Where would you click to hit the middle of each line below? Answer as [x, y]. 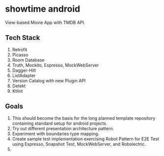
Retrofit [20, 49]
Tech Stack [23, 38]
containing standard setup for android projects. [60, 123]
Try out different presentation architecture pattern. [63, 128]
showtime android [43, 9]
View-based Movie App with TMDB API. [45, 22]
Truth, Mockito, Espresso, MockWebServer [56, 65]
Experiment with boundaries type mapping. [56, 134]
